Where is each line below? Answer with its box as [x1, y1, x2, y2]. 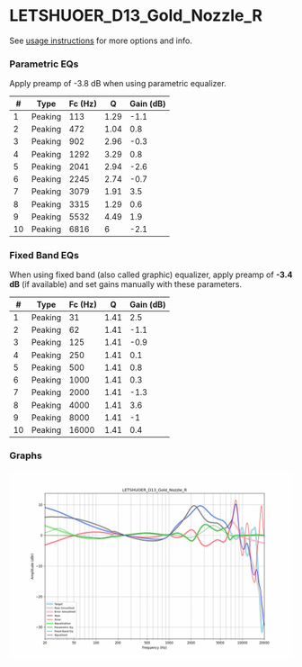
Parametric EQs [9, 58, 79, 70]
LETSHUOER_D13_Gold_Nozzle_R [9, 5, 263, 26]
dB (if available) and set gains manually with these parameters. [9, 279, 243, 290]
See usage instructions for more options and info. [9, 35, 193, 46]
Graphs [9, 449, 42, 462]
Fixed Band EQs [9, 248, 79, 261]
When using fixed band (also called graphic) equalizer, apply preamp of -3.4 [9, 269, 294, 280]
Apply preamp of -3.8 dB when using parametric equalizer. [9, 78, 226, 89]
